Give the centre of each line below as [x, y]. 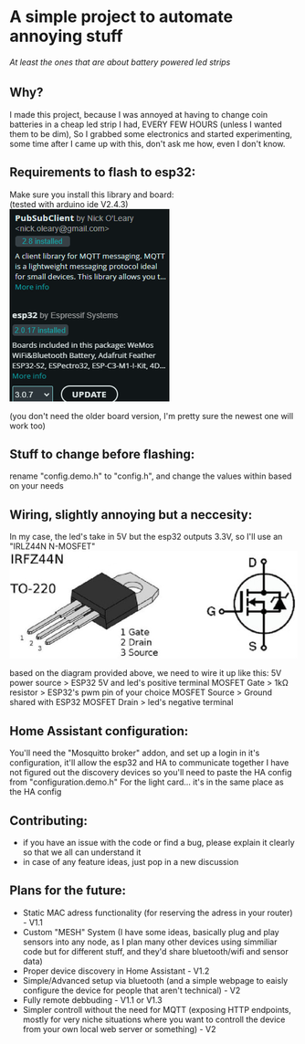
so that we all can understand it [82, 852]
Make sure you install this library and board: [92, 195]
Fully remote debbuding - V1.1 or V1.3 [92, 1000]
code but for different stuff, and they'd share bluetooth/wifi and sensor [156, 951]
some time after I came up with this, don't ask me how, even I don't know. [147, 143]
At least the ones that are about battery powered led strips [120, 62]
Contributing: [49, 821]
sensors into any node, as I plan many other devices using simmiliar [150, 942]
